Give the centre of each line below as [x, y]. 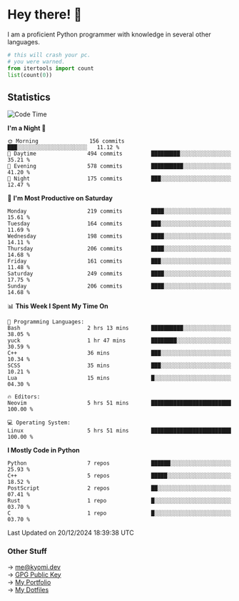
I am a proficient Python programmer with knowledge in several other [110, 34]
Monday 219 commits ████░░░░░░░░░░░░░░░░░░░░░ [119, 211]
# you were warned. [36, 61]
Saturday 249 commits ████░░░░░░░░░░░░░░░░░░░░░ [119, 274]
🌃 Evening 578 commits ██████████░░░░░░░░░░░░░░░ [119, 166]
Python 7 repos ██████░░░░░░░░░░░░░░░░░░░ [119, 463]
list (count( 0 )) [30, 75]
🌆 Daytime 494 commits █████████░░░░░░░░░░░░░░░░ [119, 154]
